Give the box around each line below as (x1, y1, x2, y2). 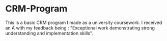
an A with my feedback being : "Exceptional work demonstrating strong (5, 24, 155, 30)
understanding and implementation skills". (5, 30, 93, 36)
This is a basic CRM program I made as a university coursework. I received (5, 19, 162, 25)
